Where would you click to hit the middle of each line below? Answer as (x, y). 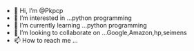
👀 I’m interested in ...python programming (73, 18)
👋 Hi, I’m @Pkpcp (38, 11)
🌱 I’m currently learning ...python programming (80, 25)
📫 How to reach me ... (46, 40)
